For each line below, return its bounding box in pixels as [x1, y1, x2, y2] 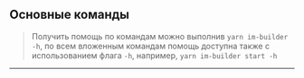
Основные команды [9, 7, 129, 22]
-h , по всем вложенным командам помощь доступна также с [31, 40, 270, 51]
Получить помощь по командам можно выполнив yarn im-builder [31, 30, 289, 41]
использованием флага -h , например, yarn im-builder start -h [31, 49, 278, 61]
